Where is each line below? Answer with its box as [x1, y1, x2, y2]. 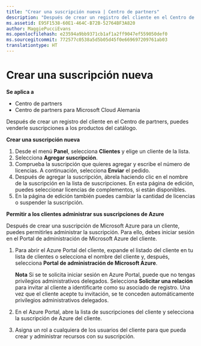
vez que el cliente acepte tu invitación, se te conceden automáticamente [14, 290, 194, 297]
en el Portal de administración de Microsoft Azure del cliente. [6, 235, 157, 242]
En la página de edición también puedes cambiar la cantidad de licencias [14, 192, 196, 199]
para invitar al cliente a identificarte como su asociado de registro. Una [14, 283, 190, 291]
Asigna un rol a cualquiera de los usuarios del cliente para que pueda [14, 326, 186, 333]
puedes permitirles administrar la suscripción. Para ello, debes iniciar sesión [6, 228, 195, 235]
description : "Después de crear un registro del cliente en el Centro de [6, 14, 195, 20]
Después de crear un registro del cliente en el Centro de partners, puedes [6, 118, 189, 125]
